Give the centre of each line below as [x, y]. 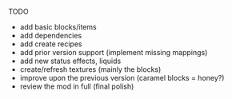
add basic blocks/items [58, 27]
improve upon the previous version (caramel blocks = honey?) [122, 78]
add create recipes [51, 44]
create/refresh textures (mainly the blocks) [90, 69]
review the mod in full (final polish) [77, 86]
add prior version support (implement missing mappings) [114, 52]
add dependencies [51, 36]
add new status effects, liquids [70, 61]
